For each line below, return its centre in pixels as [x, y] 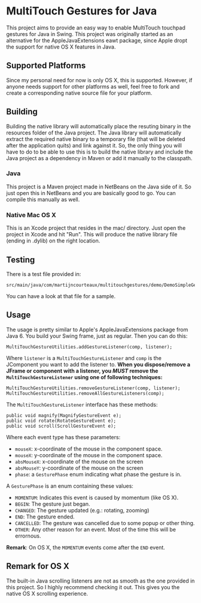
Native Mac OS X [31, 215]
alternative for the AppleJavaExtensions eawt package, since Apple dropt [97, 40]
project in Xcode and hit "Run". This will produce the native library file [92, 235]
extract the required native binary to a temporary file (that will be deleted [96, 139]
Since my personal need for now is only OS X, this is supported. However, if [99, 80]
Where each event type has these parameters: [63, 437]
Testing [21, 259]
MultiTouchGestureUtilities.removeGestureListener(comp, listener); [93, 388]
